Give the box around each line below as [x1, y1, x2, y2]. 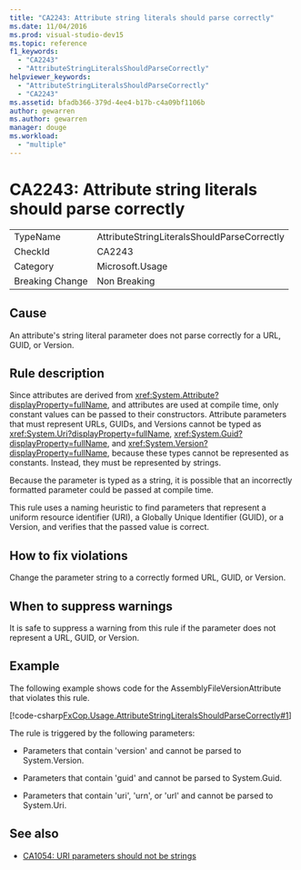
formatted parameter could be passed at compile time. [9, 485, 214, 495]
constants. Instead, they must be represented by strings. [9, 457, 221, 468]
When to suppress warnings [9, 598, 173, 614]
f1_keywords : [9, 47, 59, 56]
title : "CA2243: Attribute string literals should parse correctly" [9, 13, 275, 23]
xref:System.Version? [127, 438, 208, 449]
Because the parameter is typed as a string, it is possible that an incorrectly [9, 475, 293, 486]
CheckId [14, 245, 50, 257]
